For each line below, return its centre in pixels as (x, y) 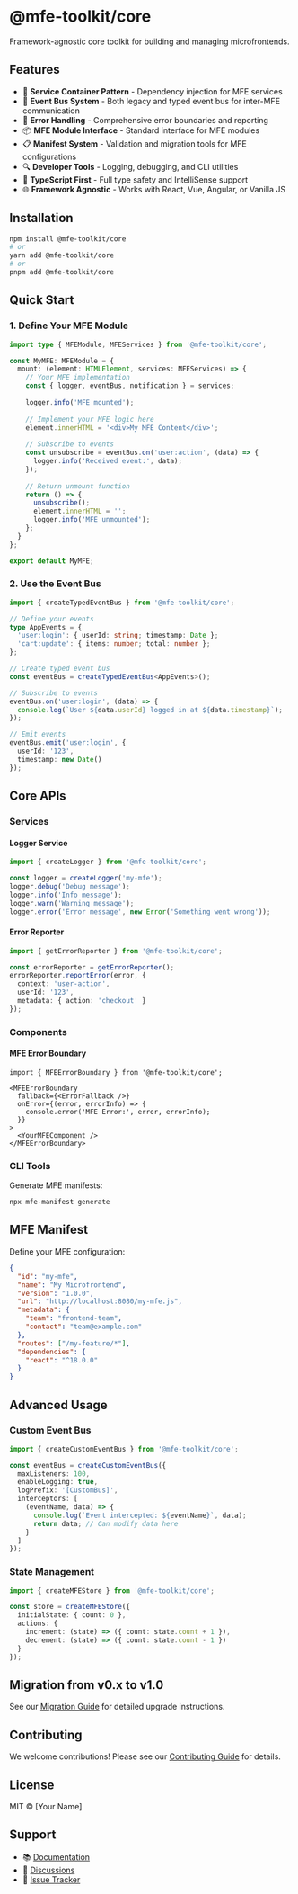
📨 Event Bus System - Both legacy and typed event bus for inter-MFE (151, 101)
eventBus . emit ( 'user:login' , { (68, 743)
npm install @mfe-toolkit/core (68, 239)
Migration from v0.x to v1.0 (87, 1685)
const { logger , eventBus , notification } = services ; (130, 386)
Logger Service (39, 843)
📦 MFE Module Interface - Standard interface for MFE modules (141, 130)
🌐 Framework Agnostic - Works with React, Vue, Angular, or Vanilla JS (153, 189)
